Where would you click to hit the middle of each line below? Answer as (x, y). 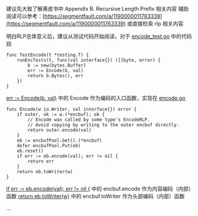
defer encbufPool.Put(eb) (49, 146)
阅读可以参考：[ (26, 16)
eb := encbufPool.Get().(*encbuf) (59, 140)
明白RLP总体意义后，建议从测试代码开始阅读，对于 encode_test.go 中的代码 (99, 36)
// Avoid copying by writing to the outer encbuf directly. (103, 125)
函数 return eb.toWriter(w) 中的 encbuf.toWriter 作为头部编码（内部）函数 (95, 196)
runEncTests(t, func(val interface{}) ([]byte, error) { (89, 60)
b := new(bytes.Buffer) (57, 65)
